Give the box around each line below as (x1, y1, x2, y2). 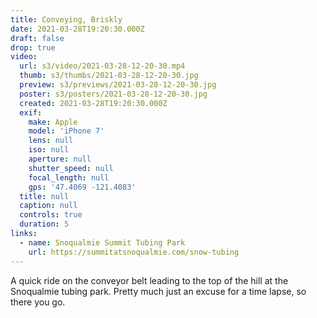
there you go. (10, 296, 66, 308)
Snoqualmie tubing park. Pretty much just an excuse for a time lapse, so (10, 285, 307, 297)
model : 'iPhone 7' (28, 126, 105, 136)
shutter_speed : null (28, 163, 114, 173)
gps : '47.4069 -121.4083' (28, 182, 137, 192)
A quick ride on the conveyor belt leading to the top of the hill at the (10, 274, 289, 286)
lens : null (28, 136, 74, 146)
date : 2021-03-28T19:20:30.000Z (10, 24, 145, 34)
